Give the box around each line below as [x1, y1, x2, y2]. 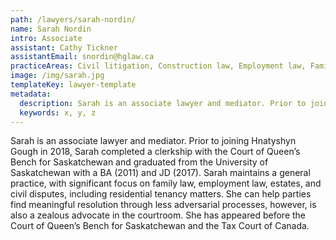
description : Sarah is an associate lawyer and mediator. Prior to [19, 98, 307, 108]
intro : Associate [10, 33, 83, 43]
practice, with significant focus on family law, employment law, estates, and [10, 177, 322, 190]
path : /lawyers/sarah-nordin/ [10, 14, 137, 25]
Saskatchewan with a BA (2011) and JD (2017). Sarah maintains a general [10, 167, 311, 179]
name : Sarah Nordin [10, 24, 92, 34]
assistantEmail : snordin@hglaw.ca [10, 52, 155, 62]
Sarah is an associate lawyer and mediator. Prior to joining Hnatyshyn [10, 135, 297, 147]
